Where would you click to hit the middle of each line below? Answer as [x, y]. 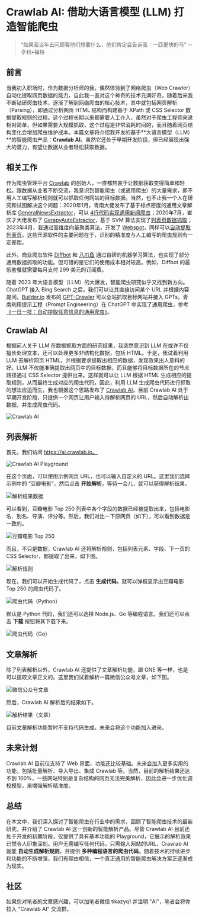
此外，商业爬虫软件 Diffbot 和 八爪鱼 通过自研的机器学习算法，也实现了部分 [98, 255]
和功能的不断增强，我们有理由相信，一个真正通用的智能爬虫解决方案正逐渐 [97, 858]
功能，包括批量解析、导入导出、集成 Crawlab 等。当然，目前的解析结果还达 [98, 771]
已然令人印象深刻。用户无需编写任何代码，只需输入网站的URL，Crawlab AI [97, 843]
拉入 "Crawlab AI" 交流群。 [39, 909]
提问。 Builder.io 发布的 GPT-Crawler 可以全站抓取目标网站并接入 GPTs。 [95, 297]
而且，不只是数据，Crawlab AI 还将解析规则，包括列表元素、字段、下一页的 [98, 549]
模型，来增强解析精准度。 [42, 785]
